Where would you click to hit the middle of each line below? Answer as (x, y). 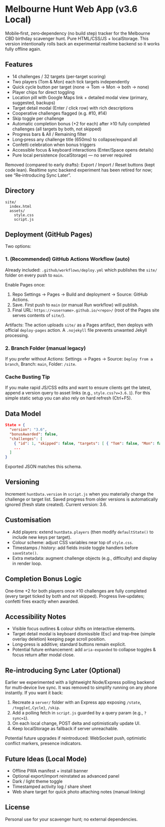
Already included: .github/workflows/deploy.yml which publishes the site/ (81, 270)
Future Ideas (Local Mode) (46, 759)
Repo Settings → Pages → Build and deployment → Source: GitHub (80, 294)
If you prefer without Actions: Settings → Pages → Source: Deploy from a (79, 358)
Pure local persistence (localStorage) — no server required (72, 155)
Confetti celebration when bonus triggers (54, 145)
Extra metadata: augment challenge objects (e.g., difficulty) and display (84, 558)
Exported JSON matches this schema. (43, 467)
